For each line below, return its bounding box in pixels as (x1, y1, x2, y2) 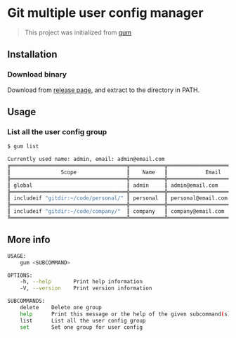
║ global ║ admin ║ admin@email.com (7, 181, 218, 189)
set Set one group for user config (20, 323, 143, 331)
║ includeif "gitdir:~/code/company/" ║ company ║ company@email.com (7, 208, 225, 215)
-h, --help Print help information (20, 278, 143, 285)
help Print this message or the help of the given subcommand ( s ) (20, 311, 231, 318)
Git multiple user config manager (7, 5, 204, 21)
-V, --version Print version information (20, 285, 152, 292)
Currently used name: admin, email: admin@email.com (7, 156, 165, 163)
